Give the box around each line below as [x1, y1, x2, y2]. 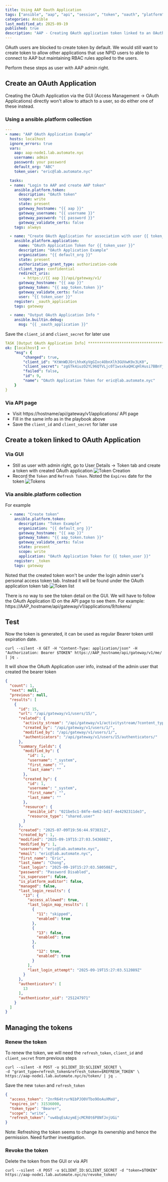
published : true [5, 26, 39, 31]
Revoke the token [5, 1147, 48, 1154]
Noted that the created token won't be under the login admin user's [5, 572, 144, 578]
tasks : [9, 178, 23, 183]
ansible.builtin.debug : [14, 317, 64, 322]
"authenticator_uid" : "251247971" [18, 996, 91, 1001]
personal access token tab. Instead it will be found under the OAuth [5, 577, 144, 583]
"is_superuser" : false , [18, 874, 68, 880]
